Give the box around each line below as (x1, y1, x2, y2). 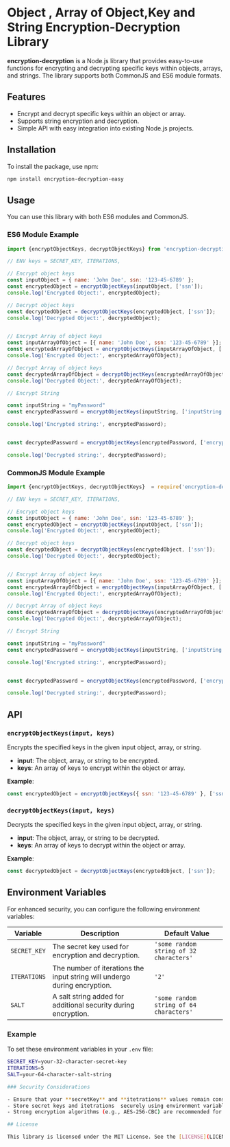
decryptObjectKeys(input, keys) (7, 806, 115, 815)
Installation (7, 144, 56, 156)
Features (7, 91, 46, 103)
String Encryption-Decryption (7, 19, 181, 35)
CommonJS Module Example (7, 468, 105, 477)
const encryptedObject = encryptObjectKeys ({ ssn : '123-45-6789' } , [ (7, 791, 213, 797)
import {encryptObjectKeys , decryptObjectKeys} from (7, 245, 161, 252)
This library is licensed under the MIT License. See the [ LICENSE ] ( (7, 1133, 210, 1141)
